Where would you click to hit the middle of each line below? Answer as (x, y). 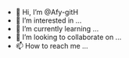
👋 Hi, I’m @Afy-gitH (47, 12)
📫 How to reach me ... (52, 46)
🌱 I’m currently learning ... (57, 29)
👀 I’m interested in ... (48, 20)
